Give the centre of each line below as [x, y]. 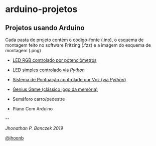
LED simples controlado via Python [49, 70]
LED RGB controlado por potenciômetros [54, 60]
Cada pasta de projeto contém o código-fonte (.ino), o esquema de [74, 40]
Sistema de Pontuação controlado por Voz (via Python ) [69, 80]
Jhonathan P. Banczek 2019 [34, 128]
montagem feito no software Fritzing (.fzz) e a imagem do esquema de [78, 45]
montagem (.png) [23, 50]
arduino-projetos [41, 9]
